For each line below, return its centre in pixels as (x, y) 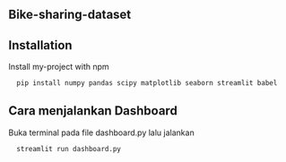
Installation (40, 45)
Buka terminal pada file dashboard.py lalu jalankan (101, 132)
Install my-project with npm (59, 67)
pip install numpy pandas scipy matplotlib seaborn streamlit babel (147, 83)
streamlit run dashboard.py (69, 149)
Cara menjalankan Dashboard (93, 111)
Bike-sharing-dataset (70, 15)
